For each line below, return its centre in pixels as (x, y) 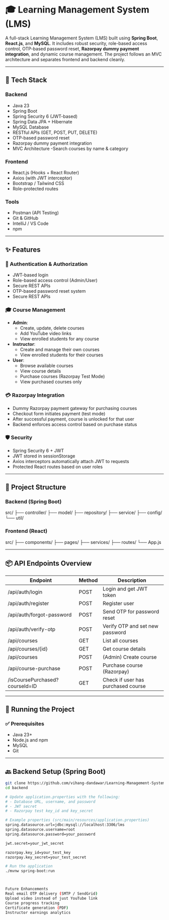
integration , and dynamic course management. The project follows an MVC (83, 54)
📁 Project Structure (36, 488)
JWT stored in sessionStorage (44, 456)
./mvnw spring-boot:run (30, 871)
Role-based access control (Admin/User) (55, 280)
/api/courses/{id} (28, 649)
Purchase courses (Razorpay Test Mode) (62, 377)
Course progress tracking (32, 903)
